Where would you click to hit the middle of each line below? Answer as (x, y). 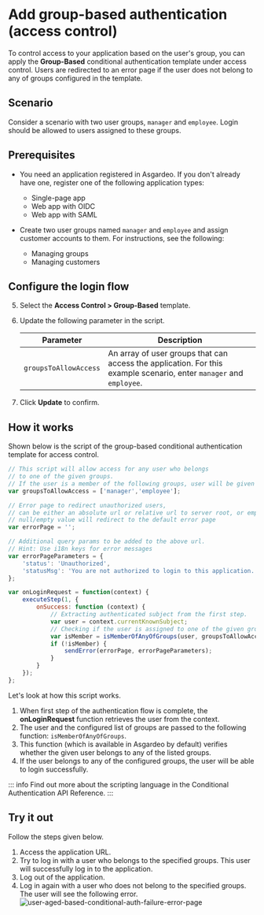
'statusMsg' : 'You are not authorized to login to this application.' (140, 571)
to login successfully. (54, 769)
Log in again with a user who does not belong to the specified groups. (133, 885)
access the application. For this (165, 363)
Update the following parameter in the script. (92, 321)
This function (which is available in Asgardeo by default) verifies (123, 744)
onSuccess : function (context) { (91, 607)
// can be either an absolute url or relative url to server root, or (126, 513)
